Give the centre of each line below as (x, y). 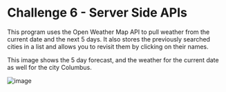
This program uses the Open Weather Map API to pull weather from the (109, 32)
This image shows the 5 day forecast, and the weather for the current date (113, 59)
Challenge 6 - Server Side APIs (97, 13)
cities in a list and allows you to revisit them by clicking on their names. (108, 46)
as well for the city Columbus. (49, 67)
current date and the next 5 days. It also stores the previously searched (109, 39)
